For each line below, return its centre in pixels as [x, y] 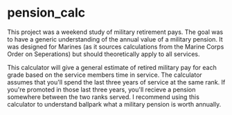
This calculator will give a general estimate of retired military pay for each [112, 67]
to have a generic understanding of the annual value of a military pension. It [115, 39]
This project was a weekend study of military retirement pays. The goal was [115, 32]
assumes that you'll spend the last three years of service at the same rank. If [116, 82]
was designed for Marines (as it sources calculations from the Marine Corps [116, 46]
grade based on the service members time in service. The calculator [105, 75]
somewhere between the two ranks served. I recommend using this [103, 97]
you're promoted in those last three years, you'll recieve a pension [101, 89]
